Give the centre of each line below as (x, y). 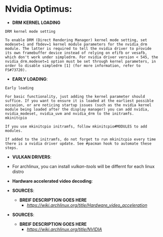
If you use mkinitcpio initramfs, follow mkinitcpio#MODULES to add (76, 126)
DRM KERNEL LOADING (36, 22)
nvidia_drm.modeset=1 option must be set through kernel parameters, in (81, 61)
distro (18, 172)
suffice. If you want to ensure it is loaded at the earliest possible (79, 101)
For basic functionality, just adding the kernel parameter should (75, 96)
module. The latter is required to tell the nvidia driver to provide (78, 48)
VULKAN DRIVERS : (32, 157)
